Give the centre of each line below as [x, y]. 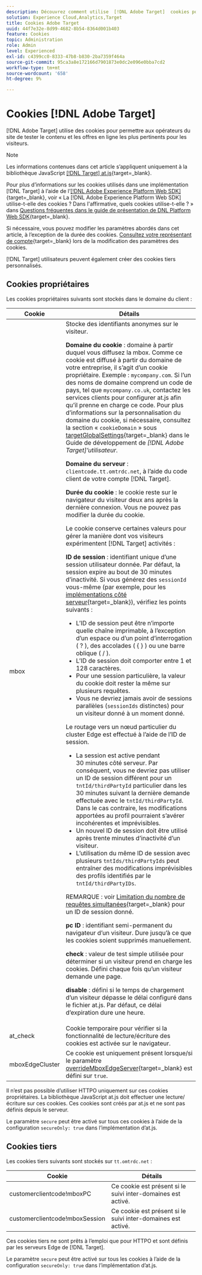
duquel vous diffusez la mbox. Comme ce [124, 352]
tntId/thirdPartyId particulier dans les [131, 785]
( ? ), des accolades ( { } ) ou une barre [130, 645]
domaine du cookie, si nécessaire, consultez [128, 420]
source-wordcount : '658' [37, 73]
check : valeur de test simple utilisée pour [125, 954]
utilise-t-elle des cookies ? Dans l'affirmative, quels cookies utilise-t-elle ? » [100, 204]
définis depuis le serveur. [38, 1110]
